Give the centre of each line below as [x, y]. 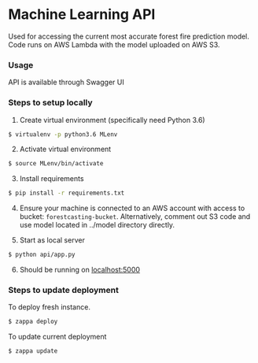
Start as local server [52, 240]
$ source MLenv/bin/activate [56, 164]
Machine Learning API [82, 15]
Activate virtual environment [65, 149]
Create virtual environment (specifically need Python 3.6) [112, 120]
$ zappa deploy [33, 322]
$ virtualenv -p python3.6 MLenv [63, 134]
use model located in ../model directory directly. [97, 225]
